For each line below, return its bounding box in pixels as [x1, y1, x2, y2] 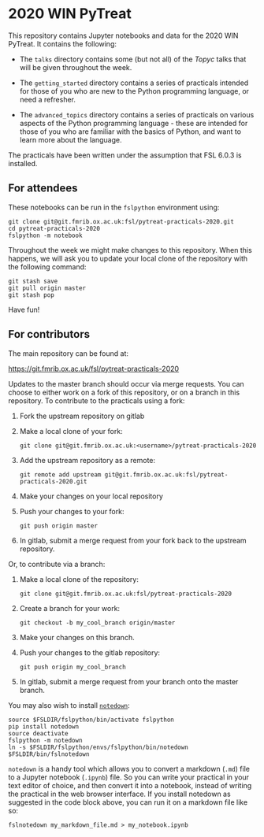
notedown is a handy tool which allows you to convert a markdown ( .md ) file [8, 764, 251, 773]
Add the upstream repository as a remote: [19, 455, 156, 465]
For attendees [8, 182, 78, 195]
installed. [8, 158, 38, 168]
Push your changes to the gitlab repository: [19, 647, 160, 657]
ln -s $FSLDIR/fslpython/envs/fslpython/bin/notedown [8, 743, 189, 751]
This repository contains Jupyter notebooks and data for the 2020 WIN [8, 31, 239, 40]
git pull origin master [8, 284, 87, 292]
